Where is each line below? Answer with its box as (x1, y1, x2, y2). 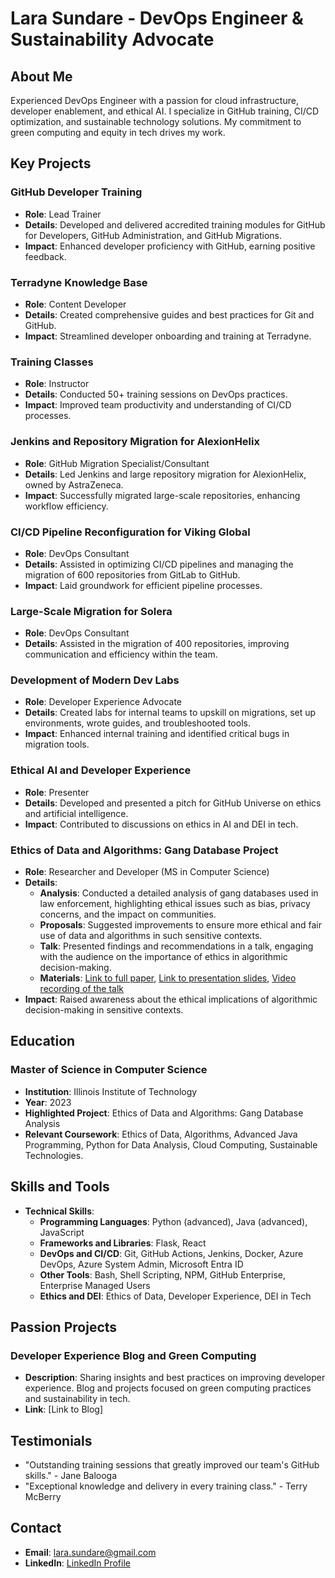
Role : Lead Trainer (24, 208, 102, 220)
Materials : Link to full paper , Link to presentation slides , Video (39, 972, 297, 984)
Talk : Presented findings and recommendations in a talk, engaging (39, 940, 314, 952)
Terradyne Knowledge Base (10, 275, 148, 289)
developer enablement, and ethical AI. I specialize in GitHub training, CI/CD (10, 105, 320, 117)
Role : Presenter (24, 786, 90, 798)
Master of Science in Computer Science (10, 1063, 208, 1077)
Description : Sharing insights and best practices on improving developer (24, 1372, 326, 1384)
